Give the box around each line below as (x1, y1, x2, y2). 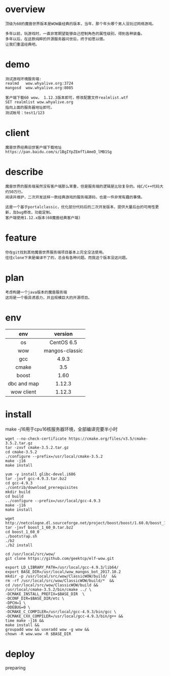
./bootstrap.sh (5, 533, 37, 539)
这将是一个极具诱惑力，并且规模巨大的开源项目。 (5, 295, 92, 300)
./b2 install (5, 543, 33, 548)
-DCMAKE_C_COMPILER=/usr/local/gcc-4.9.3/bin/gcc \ (5, 609, 116, 614)
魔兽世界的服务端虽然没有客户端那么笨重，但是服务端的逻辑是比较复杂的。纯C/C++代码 (5, 184, 160, 189)
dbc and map (8, 380, 39, 387)
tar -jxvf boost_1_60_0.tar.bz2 (5, 525, 73, 530)
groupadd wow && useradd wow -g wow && (5, 627, 90, 632)
